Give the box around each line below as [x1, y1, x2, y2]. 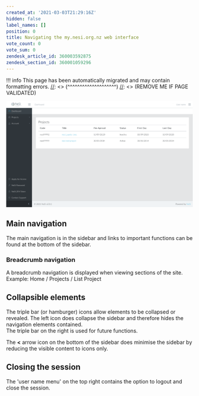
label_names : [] [6, 22, 46, 28]
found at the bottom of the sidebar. [6, 241, 92, 248]
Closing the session [6, 362, 81, 372]
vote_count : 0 [6, 41, 41, 47]
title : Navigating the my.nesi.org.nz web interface [6, 34, 139, 41]
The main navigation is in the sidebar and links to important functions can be [6, 234, 193, 241]
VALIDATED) [6, 89, 37, 96]
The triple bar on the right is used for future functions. [6, 327, 138, 334]
